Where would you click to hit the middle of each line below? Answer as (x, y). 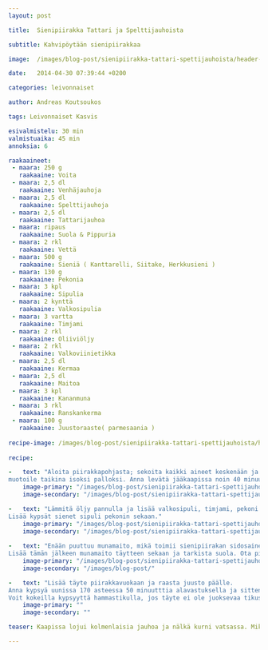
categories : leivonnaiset (51, 88)
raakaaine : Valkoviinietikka (67, 354)
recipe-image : (32, 443)
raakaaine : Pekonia (51, 279)
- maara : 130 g (37, 272)
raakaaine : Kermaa (49, 369)
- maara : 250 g (37, 168)
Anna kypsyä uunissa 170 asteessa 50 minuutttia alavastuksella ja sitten (135, 590)
